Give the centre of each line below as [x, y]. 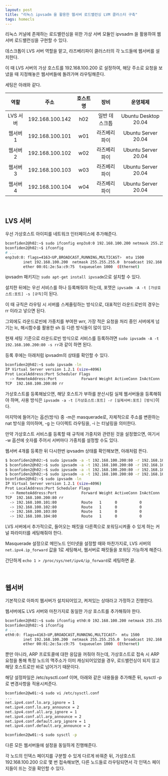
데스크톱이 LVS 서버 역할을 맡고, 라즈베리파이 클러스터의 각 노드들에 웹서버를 [80, 51]
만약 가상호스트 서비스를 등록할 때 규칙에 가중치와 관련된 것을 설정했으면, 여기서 [82, 434]
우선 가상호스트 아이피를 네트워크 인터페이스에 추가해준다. [61, 234]
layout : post [19, 10]
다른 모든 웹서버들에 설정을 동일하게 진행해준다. [51, 745]
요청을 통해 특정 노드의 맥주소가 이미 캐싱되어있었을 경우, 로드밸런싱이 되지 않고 [82, 661]
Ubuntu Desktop [140, 116]
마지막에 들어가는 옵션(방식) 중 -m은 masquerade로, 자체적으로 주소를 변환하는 [82, 417]
